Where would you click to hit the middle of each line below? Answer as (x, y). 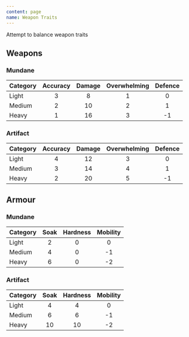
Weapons (25, 53)
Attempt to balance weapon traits (47, 34)
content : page (24, 12)
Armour (21, 199)
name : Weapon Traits (32, 17)
